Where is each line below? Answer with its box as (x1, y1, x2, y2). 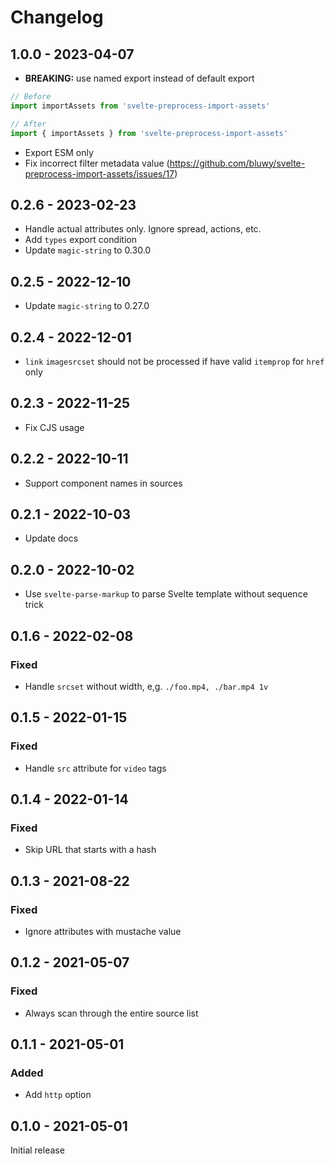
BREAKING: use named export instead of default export (24, 72, 255, 84)
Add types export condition (24, 234, 138, 246)
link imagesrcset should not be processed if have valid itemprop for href (24, 355, 325, 367)
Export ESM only (24, 146, 94, 158)
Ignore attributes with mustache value (24, 925, 182, 937)
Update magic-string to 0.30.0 (24, 244, 152, 256)
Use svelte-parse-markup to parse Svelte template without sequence (24, 588, 308, 600)
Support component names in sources (24, 477, 183, 489)
